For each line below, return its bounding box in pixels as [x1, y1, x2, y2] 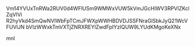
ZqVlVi [6, 11, 22, 18]
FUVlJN [6, 23, 25, 30]
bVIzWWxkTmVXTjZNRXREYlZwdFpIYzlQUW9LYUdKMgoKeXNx [26, 23, 182, 30]
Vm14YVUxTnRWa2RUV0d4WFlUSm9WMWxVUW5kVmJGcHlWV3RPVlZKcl [6, 5, 190, 12]
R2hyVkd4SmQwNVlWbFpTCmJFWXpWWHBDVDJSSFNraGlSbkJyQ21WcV [6, 17, 189, 24]
